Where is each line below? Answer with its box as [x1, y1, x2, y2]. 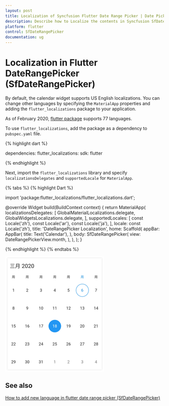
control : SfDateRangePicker [5, 29, 64, 35]
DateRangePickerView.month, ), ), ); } [5, 236, 82, 242]
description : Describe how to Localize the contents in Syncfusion [5, 19, 150, 24]
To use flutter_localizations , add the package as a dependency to [5, 125, 147, 131]
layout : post [5, 8, 33, 13]
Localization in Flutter [5, 57, 98, 69]
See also [5, 381, 33, 390]
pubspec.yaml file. [5, 130, 42, 137]
